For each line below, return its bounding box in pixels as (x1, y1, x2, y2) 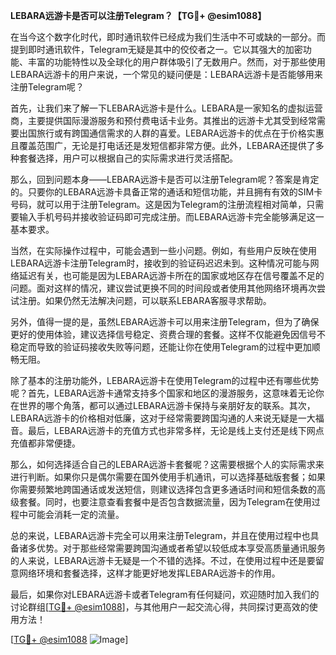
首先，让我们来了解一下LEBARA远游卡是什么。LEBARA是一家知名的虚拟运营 (10, 102, 323, 114)
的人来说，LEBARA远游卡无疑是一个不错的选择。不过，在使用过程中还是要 (10, 555, 316, 566)
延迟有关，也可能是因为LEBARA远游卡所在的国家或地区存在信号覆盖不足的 (18, 270, 325, 281)
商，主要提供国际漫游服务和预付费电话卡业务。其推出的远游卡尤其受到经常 (10, 115, 317, 126)
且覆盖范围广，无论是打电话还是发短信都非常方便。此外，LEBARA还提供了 (10, 140, 316, 151)
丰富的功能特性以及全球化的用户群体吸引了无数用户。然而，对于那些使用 (27, 56, 326, 68)
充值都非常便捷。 (10, 437, 81, 449)
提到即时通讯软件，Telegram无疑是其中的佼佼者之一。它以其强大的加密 (10, 44, 303, 55)
